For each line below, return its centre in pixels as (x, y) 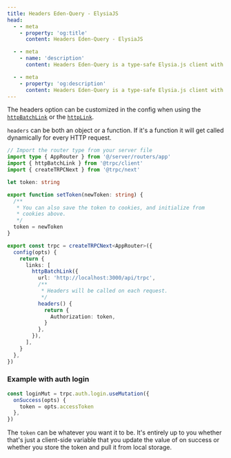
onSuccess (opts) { (40, 400)
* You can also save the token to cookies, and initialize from (111, 208)
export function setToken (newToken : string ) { (75, 194)
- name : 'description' (52, 58)
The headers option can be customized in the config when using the (104, 110)
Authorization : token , (83, 317)
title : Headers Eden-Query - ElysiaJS (63, 13)
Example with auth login (48, 379)
